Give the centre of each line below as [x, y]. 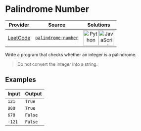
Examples [21, 80]
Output [33, 93]
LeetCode [19, 38]
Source [57, 25]
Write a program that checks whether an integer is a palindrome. [71, 54]
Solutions [99, 25]
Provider [19, 25]
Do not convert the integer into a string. [57, 64]
